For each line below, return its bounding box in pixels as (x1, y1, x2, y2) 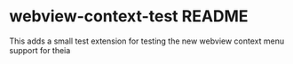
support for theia (9, 44, 71, 55)
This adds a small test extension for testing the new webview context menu (9, 36, 285, 46)
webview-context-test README (9, 6, 249, 27)
